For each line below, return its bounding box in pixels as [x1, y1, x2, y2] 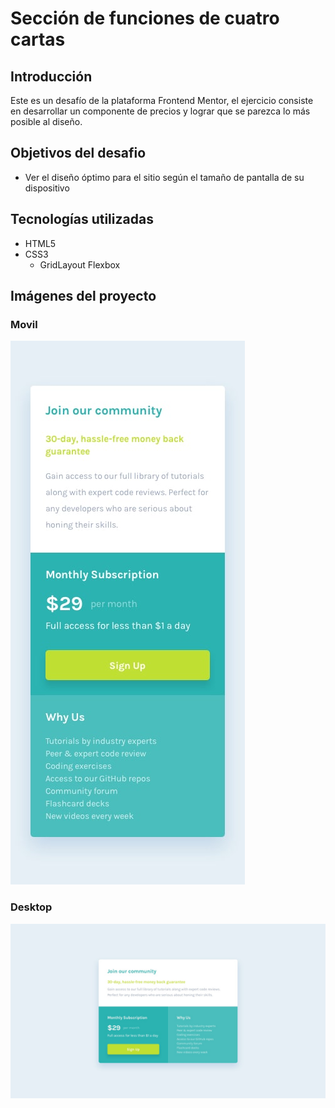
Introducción [10, 68, 93, 85]
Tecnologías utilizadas [10, 211, 154, 228]
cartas [10, 28, 66, 51]
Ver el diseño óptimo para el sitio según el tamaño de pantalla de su [24, 171, 305, 183]
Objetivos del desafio [10, 145, 147, 162]
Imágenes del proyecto [10, 288, 157, 305]
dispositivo [24, 182, 70, 194]
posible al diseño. [10, 116, 83, 127]
